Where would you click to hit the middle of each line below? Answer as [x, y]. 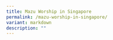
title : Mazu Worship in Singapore [49, 11]
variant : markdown [29, 22]
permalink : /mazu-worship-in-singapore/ [57, 17]
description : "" [26, 28]
